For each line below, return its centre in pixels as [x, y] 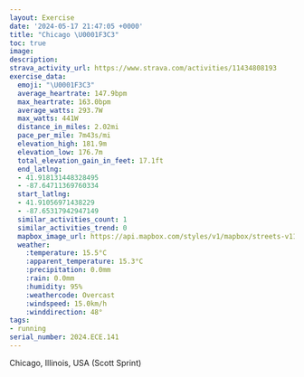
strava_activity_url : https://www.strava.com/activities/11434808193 [143, 69]
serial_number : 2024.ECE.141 [64, 337]
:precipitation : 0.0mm [68, 270]
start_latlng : [44, 194]
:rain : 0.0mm [50, 278]
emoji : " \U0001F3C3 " [56, 85]
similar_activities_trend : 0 [72, 228]
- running [28, 329]
